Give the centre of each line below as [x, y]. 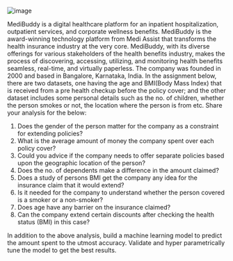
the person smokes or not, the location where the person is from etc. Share [115, 105]
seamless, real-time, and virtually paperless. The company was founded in [114, 68]
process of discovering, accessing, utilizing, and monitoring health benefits [115, 61]
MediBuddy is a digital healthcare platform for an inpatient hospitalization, [113, 24]
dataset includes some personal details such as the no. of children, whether [116, 98]
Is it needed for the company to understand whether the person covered [121, 192]
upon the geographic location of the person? [81, 163]
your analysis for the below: [47, 112]
